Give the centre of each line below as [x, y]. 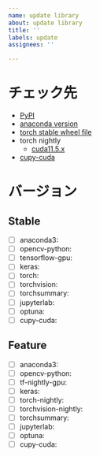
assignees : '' [31, 45]
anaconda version [49, 124]
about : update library [45, 23]
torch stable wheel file [56, 132]
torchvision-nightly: [51, 409]
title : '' [24, 30]
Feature [28, 346]
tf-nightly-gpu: [43, 382]
